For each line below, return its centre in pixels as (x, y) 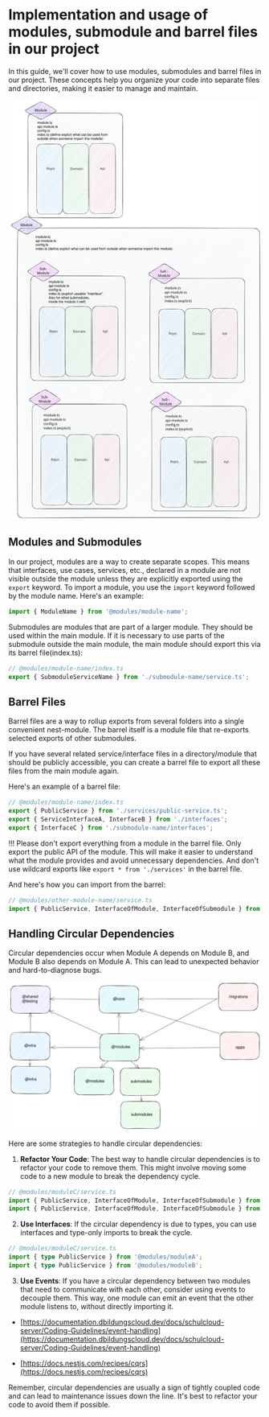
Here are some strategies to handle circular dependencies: (106, 1143)
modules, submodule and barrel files (133, 32)
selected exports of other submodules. (72, 739)
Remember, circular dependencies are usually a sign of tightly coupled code (134, 1387)
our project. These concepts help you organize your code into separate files (134, 80)
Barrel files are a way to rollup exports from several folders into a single (126, 721)
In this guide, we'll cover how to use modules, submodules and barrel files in (135, 71)
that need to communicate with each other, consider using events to (132, 1289)
